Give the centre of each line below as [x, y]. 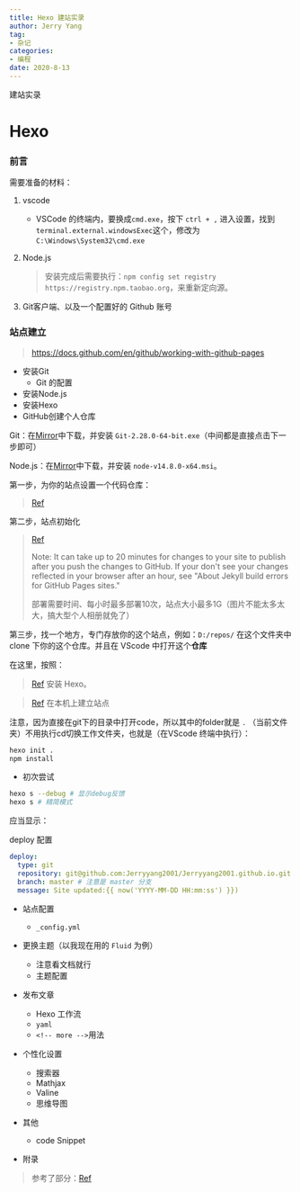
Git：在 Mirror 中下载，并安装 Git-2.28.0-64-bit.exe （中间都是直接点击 [140, 435]
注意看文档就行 [63, 964]
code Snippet [61, 1140]
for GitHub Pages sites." [75, 585]
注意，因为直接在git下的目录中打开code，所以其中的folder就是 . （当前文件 [149, 721]
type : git [35, 865]
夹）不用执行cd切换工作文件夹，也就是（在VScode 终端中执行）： [130, 733]
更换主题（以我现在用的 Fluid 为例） [90, 945]
